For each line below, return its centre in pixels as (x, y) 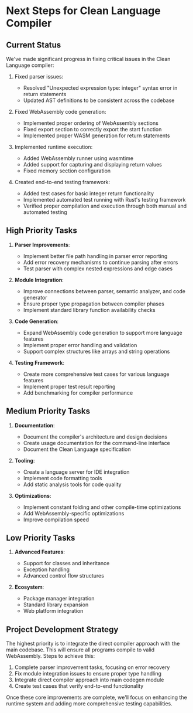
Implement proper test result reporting (69, 386)
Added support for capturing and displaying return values (92, 164)
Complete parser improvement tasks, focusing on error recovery (92, 667)
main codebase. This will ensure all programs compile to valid (80, 650)
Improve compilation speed (56, 520)
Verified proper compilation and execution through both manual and (105, 206)
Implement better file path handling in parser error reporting (95, 256)
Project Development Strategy (62, 629)
